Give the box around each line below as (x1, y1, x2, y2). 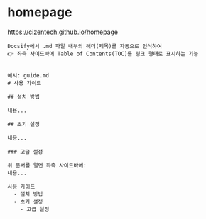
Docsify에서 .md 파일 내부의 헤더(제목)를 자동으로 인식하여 (7, 43, 162, 50)
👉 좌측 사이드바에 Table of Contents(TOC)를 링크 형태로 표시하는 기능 (7, 50, 199, 57)
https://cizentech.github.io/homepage (7, 28, 119, 36)
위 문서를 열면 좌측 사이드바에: (7, 162, 87, 169)
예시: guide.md (7, 72, 50, 79)
